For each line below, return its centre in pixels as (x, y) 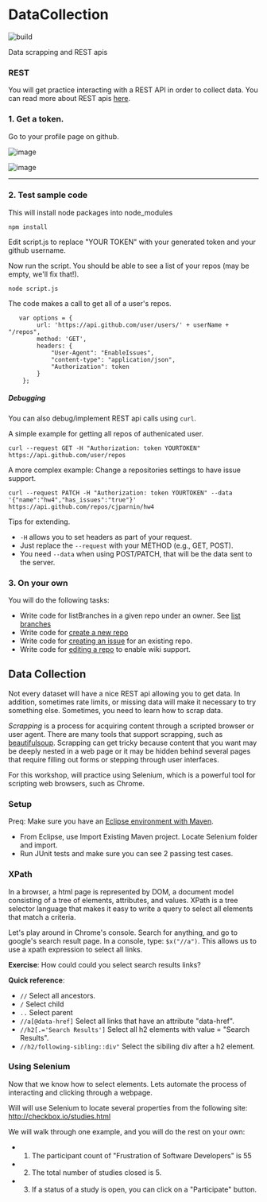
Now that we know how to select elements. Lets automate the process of (128, 1084)
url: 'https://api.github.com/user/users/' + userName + (133, 325)
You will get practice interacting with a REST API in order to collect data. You (133, 90)
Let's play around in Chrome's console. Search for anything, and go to (123, 933)
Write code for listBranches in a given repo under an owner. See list (130, 616)
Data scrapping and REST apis (58, 52)
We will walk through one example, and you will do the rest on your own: (127, 1131)
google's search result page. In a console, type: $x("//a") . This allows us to (132, 940)
